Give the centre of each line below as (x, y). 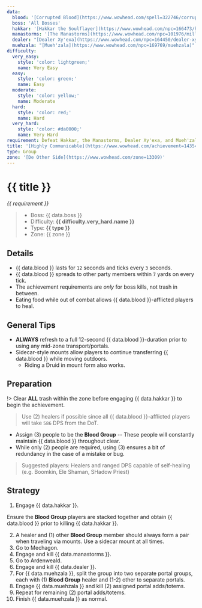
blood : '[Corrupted (37, 17)
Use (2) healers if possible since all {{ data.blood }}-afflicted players (106, 416)
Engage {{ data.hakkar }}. (47, 505)
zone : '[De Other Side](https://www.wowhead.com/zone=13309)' (86, 157)
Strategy (23, 491)
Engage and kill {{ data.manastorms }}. (63, 554)
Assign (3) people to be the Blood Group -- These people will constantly (105, 434)
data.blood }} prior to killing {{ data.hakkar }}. (63, 523)
